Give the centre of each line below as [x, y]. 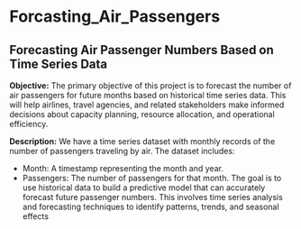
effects [36, 216]
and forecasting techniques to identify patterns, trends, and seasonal [150, 206]
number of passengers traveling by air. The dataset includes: [122, 151]
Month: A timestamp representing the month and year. [123, 168]
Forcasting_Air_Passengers [115, 17]
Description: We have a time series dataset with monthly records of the [142, 141]
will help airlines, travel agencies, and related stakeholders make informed [147, 105]
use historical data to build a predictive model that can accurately [144, 188]
